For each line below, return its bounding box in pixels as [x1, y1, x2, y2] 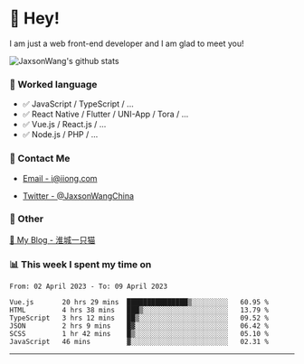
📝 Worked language [9, 78, 98, 90]
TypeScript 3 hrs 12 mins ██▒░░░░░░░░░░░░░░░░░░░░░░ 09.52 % [9, 313, 270, 323]
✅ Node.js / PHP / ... [22, 129, 99, 140]
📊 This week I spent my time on [9, 257, 152, 270]
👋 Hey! [9, 8, 61, 29]
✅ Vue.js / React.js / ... [22, 119, 107, 130]
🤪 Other [9, 212, 43, 225]
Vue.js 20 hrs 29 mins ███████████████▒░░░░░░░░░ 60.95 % [9, 298, 270, 307]
